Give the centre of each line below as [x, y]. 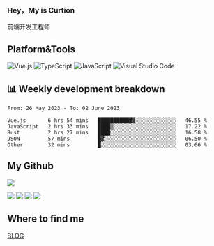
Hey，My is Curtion [41, 10]
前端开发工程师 [29, 27]
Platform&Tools [41, 49]
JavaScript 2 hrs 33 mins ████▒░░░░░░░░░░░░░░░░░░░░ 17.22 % [107, 126]
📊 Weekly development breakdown [86, 89]
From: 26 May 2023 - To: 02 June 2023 [63, 108]
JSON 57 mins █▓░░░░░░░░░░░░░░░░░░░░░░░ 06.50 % [107, 139]
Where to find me [46, 219]
